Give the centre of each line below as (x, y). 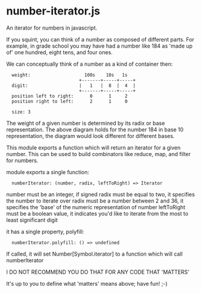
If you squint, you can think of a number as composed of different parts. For (100, 39)
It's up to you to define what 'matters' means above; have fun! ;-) (87, 283)
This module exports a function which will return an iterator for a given (93, 147)
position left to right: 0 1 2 (70, 96)
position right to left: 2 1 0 (70, 101)
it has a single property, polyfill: (45, 232)
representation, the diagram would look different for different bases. (91, 136)
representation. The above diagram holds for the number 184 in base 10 (95, 129)
